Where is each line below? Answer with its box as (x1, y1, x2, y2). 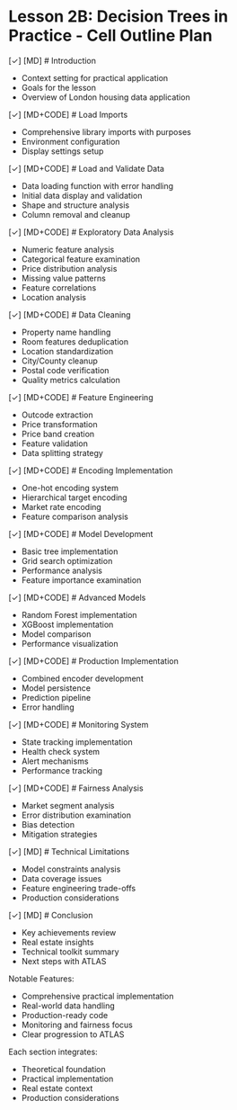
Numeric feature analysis (21, 244, 115, 255)
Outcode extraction (21, 409, 93, 420)
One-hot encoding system (21, 482, 118, 493)
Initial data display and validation (21, 190, 143, 201)
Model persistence (21, 682, 92, 694)
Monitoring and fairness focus (21, 1019, 134, 1030)
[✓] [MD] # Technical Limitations (8, 846, 130, 856)
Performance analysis (21, 565, 102, 576)
